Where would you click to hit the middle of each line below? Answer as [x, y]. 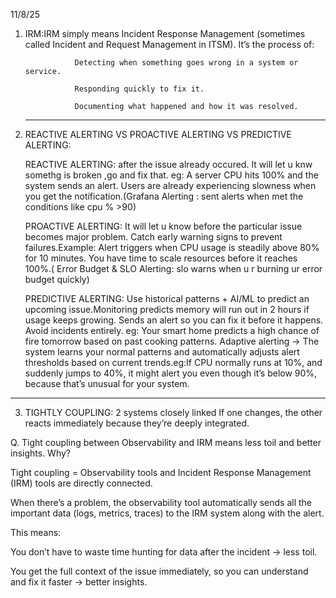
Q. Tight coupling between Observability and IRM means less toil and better [166, 442]
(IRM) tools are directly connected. [81, 483]
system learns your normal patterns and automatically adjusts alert [162, 352]
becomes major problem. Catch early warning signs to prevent [153, 237]
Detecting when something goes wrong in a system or [186, 63]
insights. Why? [41, 453]
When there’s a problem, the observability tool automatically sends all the [161, 502]
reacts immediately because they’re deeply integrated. [137, 423]
